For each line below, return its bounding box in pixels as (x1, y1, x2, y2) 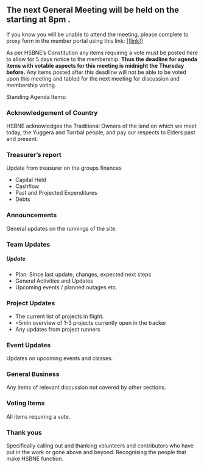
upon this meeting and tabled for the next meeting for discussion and (6, 74, 180, 82)
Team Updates (6, 240, 51, 248)
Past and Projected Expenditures (15, 189, 97, 197)
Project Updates (6, 299, 55, 307)
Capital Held (15, 176, 47, 184)
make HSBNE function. (6, 455, 64, 463)
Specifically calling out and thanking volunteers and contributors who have (6, 442, 194, 449)
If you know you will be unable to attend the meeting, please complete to (6, 31, 189, 38)
